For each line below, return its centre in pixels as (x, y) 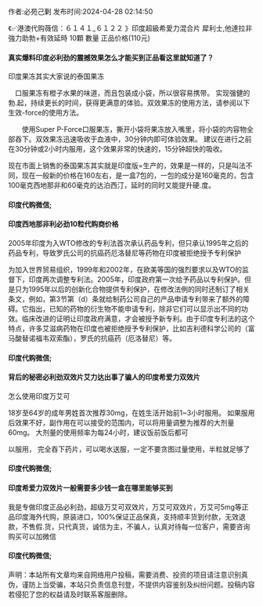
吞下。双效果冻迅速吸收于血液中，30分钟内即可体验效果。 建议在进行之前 (133, 139)
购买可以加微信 (32, 536)
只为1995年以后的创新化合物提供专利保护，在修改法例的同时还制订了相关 (132, 289)
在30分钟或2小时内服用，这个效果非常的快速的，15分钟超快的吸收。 (117, 149)
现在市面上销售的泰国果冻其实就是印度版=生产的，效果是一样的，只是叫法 (127, 166)
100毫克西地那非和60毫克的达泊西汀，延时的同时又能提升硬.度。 (112, 185)
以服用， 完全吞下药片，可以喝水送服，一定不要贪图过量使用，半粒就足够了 (129, 449)
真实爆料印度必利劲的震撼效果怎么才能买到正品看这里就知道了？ (111, 57)
